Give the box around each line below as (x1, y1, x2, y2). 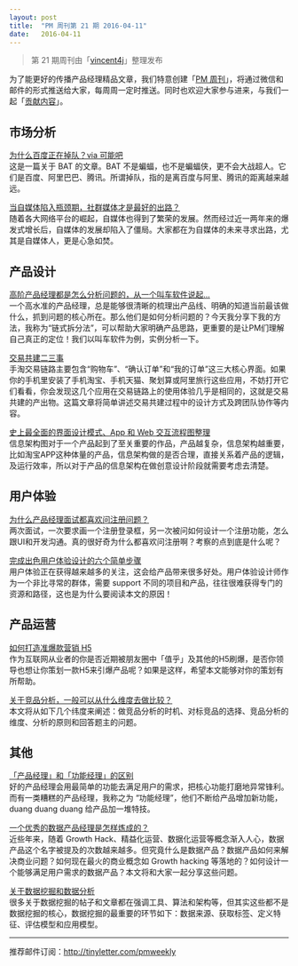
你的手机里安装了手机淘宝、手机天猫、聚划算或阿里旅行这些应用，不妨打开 (9, 375, 281, 385)
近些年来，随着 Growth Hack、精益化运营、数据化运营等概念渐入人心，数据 (9, 834, 285, 844)
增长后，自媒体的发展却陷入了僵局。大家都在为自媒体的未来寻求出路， (24, 224, 281, 236)
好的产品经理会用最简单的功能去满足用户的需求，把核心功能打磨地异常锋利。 (9, 781, 289, 792)
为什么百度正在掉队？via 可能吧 (9, 150, 124, 161)
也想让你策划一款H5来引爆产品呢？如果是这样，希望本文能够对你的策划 (16, 664, 277, 675)
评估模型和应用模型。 (24, 919, 103, 930)
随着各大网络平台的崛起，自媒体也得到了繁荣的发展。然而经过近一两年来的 (9, 213, 281, 224)
